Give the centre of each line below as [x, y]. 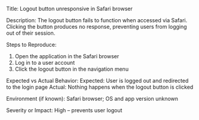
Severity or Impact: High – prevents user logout [64, 110]
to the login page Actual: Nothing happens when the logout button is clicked [100, 87]
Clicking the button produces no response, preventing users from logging [97, 27]
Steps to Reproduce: [31, 45]
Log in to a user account [45, 63]
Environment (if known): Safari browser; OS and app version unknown [92, 99]
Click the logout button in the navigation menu [72, 69]
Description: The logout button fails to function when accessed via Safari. [97, 20]
